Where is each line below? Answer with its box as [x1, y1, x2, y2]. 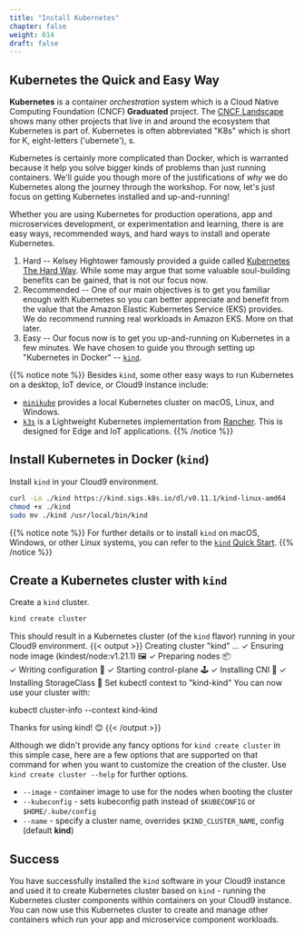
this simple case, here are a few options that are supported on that [9, 750, 259, 760]
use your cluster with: [9, 687, 91, 698]
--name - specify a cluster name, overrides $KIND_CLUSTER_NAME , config [22, 815, 284, 827]
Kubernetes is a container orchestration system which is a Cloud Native [9, 96, 279, 107]
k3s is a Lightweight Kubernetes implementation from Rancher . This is [22, 416, 283, 427]
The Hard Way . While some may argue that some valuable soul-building [22, 265, 290, 276]
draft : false [9, 38, 59, 48]
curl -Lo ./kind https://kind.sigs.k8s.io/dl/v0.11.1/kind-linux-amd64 [9, 493, 286, 502]
